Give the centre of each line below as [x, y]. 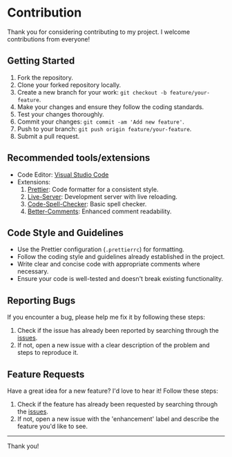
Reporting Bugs [41, 301]
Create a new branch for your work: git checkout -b [92, 92]
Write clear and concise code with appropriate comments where [108, 264]
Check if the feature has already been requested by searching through [117, 404]
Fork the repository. [45, 77]
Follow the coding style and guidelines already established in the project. [121, 257]
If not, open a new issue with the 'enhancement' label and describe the [118, 419]
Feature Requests [46, 374]
